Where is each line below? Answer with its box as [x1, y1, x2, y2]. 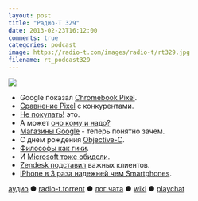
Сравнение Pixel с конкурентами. [19, 101, 134, 110]
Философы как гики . [19, 143, 89, 153]
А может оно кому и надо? [19, 118, 111, 127]
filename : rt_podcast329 [8, 56, 91, 64]
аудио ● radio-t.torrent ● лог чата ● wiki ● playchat [8, 184, 185, 193]
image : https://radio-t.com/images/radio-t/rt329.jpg [8, 48, 191, 56]
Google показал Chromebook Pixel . [19, 92, 138, 102]
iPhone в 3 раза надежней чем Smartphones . [19, 168, 173, 178]
